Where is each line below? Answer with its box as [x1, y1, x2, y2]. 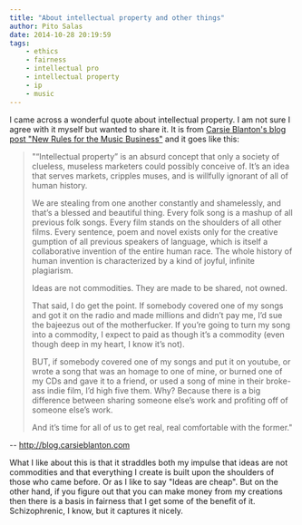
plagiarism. [31, 265, 73, 276]
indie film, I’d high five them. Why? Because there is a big [46, 384, 261, 395]
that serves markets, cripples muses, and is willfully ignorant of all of [31, 170, 288, 181]
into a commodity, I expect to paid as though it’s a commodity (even [31, 328, 286, 340]
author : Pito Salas [9, 22, 83, 31]
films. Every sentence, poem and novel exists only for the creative [31, 226, 278, 237]
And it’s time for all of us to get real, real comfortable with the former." [31, 422, 293, 433]
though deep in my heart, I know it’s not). [31, 338, 185, 349]
